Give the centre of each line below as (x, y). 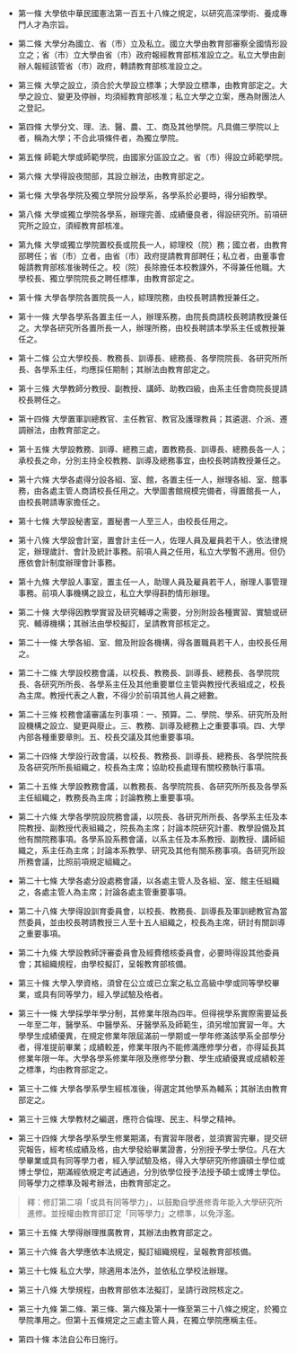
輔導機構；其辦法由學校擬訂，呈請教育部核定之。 (124, 623)
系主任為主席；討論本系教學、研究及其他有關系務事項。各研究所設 (163, 850)
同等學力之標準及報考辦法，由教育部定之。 (96, 1183)
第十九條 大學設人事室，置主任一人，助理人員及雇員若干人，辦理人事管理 (153, 582)
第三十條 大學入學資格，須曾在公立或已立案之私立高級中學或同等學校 (144, 983)
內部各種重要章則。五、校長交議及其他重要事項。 (108, 737)
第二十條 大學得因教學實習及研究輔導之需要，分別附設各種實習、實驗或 (148, 612)
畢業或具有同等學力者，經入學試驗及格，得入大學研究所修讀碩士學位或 (155, 1161)
